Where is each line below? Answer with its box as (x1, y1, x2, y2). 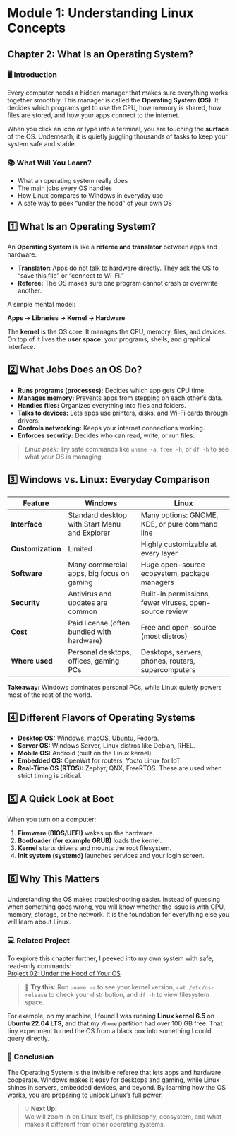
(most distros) (140, 631, 188, 641)
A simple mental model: (7, 300, 76, 308)
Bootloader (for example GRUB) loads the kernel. (17, 836, 162, 845)
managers (140, 577, 175, 587)
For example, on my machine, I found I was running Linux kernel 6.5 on (7, 1012, 215, 1021)
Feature (23, 498, 49, 508)
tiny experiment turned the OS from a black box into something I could (7, 1027, 212, 1035)
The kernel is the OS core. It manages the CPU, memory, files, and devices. (7, 327, 227, 336)
